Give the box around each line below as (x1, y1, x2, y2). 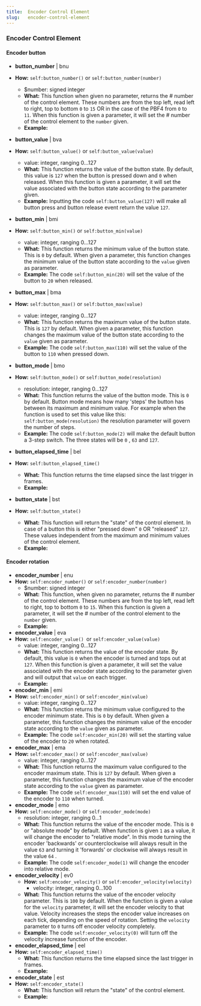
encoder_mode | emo (14, 801, 70, 808)
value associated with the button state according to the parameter (23, 184, 187, 192)
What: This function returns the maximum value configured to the (23, 763, 187, 770)
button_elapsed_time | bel (14, 448, 81, 455)
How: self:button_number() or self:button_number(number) (14, 74, 162, 81)
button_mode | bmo (14, 362, 65, 369)
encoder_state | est (14, 974, 65, 981)
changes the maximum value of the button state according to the (23, 331, 184, 338)
